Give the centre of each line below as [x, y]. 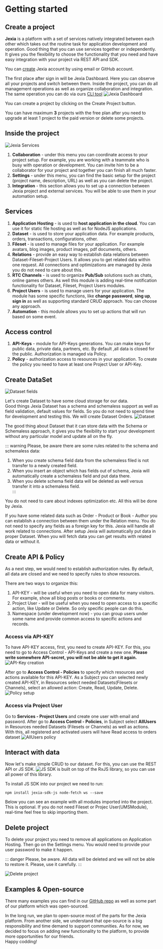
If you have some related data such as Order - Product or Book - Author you [81, 516]
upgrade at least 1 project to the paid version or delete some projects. [75, 118]
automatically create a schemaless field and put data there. [72, 476]
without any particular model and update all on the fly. [59, 436]
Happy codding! [21, 942]
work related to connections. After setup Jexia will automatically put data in [81, 531]
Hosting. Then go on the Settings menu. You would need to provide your [77, 845]
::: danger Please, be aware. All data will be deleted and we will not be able [80, 859]
